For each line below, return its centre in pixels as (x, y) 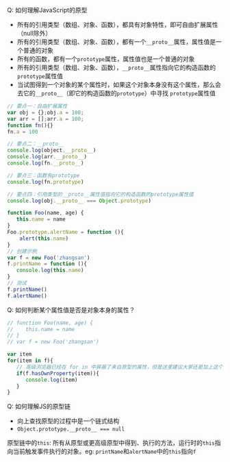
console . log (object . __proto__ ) (52, 150)
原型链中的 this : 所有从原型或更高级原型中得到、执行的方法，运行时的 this (111, 443)
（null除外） (34, 33)
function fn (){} (30, 125)
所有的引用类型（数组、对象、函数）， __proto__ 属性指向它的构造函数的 (116, 68)
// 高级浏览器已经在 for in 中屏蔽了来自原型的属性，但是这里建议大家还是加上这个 (120, 367)
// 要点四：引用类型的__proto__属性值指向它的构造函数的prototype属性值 (100, 194)
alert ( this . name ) (44, 239)
